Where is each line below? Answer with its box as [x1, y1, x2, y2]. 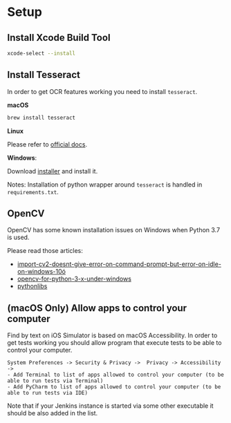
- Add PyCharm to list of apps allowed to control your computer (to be [7, 384, 221, 391]
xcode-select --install [7, 50, 76, 57]
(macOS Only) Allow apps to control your [7, 302, 187, 314]
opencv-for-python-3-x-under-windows [17, 274, 131, 283]
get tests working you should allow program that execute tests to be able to [7, 339, 222, 347]
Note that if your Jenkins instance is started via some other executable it [7, 402, 214, 410]
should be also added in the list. [7, 409, 98, 417]
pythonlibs [17, 282, 48, 290]
